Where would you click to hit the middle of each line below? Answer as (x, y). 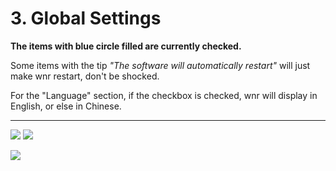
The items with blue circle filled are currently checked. (126, 46)
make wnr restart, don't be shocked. (85, 76)
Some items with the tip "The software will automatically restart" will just (160, 65)
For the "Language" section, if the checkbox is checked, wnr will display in (164, 95)
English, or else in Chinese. (66, 106)
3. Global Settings (86, 18)
